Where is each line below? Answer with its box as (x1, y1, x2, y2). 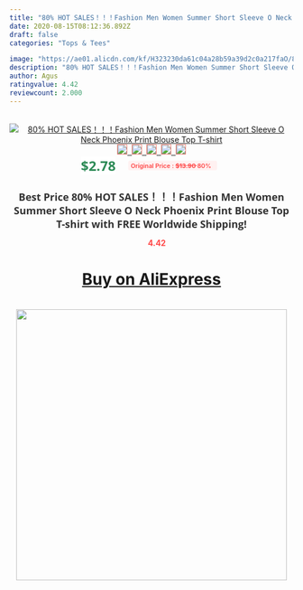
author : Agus (9, 71, 59, 81)
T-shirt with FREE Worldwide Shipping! (56, 216, 247, 231)
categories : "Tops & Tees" (9, 38, 111, 48)
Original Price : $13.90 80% (130, 161, 212, 170)
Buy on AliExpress (81, 269, 222, 290)
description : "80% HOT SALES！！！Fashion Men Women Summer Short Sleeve (9, 63, 289, 72)
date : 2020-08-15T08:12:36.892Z (9, 22, 131, 31)
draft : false (9, 30, 59, 39)
